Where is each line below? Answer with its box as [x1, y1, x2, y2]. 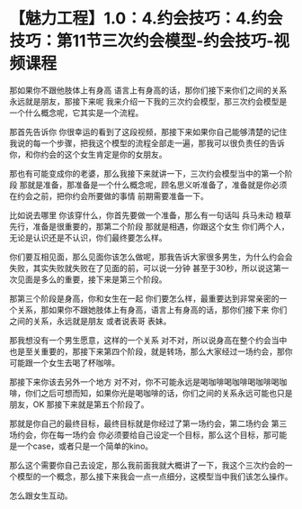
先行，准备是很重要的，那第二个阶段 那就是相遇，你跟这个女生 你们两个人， [9, 221, 289, 232]
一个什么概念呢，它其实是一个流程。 [9, 107, 144, 118]
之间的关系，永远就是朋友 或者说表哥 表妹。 [9, 315, 172, 326]
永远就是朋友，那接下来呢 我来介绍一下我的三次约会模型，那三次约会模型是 [9, 95, 288, 106]
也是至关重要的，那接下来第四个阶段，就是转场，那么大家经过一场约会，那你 [9, 346, 293, 357]
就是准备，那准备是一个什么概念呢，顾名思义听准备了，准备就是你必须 [26, 179, 288, 190]
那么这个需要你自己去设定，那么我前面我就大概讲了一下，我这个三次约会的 [9, 459, 285, 470]
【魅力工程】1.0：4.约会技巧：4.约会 [9, 8, 283, 29]
